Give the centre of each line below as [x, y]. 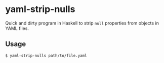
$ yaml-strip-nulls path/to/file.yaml [46, 55]
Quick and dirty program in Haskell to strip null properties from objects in [82, 23]
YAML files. [17, 28]
